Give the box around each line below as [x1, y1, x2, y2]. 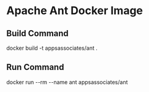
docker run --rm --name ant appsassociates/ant [6, 78, 128, 86]
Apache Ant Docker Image [6, 4, 143, 18]
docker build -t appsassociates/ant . [6, 44, 98, 52]
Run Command [6, 62, 64, 72]
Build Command [6, 28, 69, 39]
